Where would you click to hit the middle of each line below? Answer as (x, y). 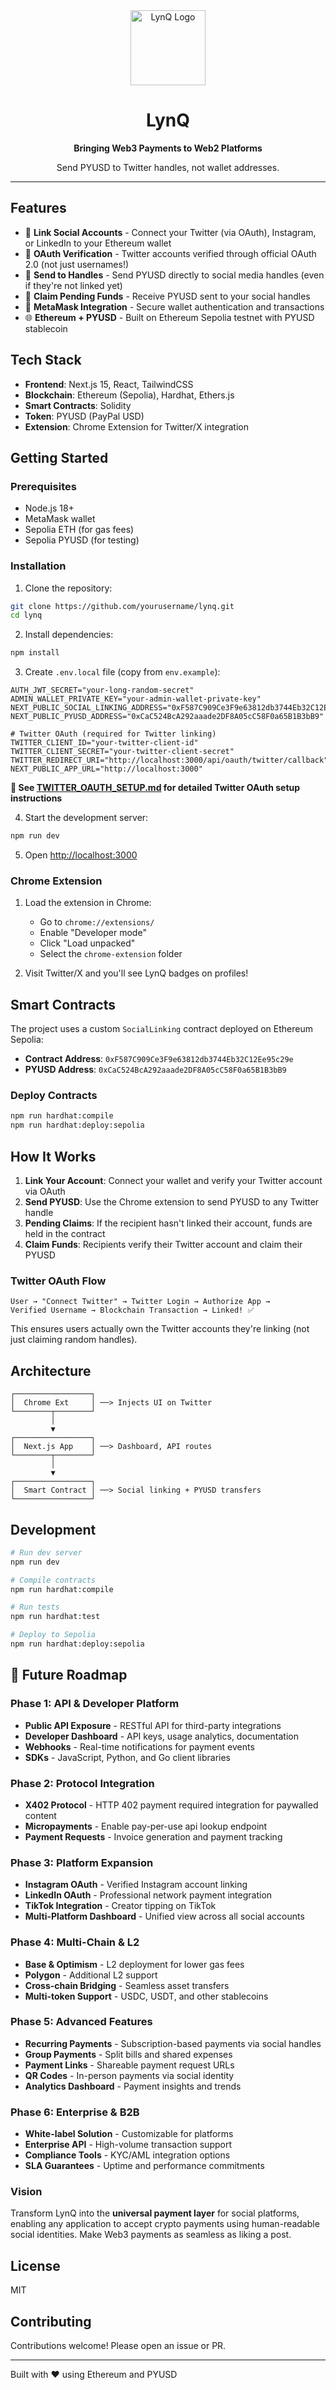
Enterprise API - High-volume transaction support (128, 2145)
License (35, 2265)
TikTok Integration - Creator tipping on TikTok (120, 1906)
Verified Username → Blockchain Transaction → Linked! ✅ (132, 1310)
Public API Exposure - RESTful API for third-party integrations (153, 1725)
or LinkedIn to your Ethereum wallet (98, 243)
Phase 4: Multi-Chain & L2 (75, 1942)
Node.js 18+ (49, 508)
